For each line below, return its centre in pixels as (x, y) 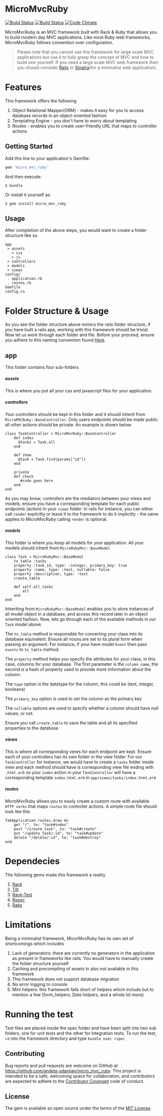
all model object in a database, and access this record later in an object (76, 614)
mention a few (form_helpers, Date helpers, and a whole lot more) (78, 995)
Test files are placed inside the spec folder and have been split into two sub (81, 1028)
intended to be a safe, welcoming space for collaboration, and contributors (80, 1076)
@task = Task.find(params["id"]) (52, 459)
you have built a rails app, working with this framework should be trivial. (77, 330)
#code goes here (37, 481)
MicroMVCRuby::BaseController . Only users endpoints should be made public (81, 420)
